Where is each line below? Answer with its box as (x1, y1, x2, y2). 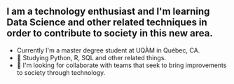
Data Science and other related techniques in (6, 17, 207, 29)
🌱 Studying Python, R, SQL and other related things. (16, 53, 166, 62)
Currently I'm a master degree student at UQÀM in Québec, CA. (16, 45, 200, 55)
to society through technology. (16, 68, 106, 76)
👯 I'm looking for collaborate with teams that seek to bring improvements (16, 61, 227, 69)
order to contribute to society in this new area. (6, 27, 213, 39)
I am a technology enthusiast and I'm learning (6, 6, 210, 17)
